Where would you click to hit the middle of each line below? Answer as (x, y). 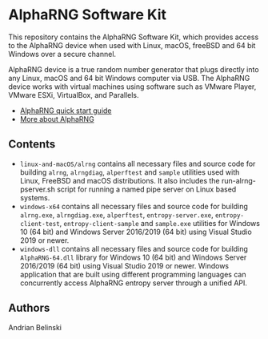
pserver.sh (38, 189)
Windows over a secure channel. (62, 54)
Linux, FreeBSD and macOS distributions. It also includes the (120, 180)
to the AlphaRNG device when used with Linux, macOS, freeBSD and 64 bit (132, 45)
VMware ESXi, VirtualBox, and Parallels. (74, 95)
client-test (40, 224)
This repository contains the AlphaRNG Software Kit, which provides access (134, 37)
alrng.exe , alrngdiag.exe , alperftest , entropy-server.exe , (116, 215)
